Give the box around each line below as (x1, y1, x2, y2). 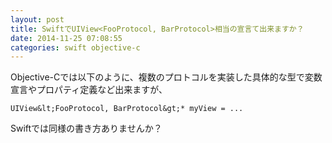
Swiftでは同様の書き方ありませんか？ (10, 122, 163, 135)
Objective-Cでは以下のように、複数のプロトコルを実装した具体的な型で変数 (10, 71, 323, 83)
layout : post (10, 14, 65, 25)
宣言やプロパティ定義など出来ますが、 (10, 84, 168, 96)
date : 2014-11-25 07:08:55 (10, 33, 123, 43)
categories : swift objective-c (10, 42, 141, 53)
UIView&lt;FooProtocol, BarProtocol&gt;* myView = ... (10, 104, 244, 114)
